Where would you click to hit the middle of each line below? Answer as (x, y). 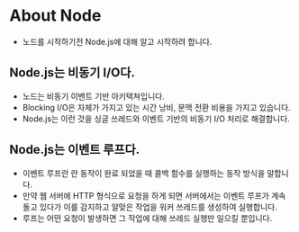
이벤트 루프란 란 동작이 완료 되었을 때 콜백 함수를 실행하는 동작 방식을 (144, 173)
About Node (55, 16)
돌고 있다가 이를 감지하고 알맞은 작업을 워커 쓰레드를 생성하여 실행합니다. (149, 207)
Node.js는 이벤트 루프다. (75, 150)
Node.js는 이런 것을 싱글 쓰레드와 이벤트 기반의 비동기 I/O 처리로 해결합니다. (156, 119)
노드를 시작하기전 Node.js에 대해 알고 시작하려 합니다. (117, 41)
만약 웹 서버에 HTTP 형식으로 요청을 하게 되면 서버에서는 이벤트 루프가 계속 (154, 195)
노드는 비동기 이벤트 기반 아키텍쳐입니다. (93, 96)
